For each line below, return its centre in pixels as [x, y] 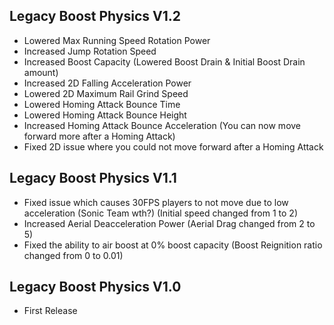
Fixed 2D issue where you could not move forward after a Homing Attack [173, 146]
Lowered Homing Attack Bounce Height [105, 115]
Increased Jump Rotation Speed [90, 51]
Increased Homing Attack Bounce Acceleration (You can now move [162, 125]
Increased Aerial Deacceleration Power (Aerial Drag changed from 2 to [169, 223]
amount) [41, 72]
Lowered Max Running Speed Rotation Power [117, 40]
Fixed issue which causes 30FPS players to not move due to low [156, 202]
